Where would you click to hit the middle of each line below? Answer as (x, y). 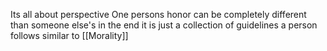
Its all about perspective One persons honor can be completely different (158, 14)
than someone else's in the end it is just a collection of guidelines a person (164, 25)
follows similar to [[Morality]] (69, 35)
